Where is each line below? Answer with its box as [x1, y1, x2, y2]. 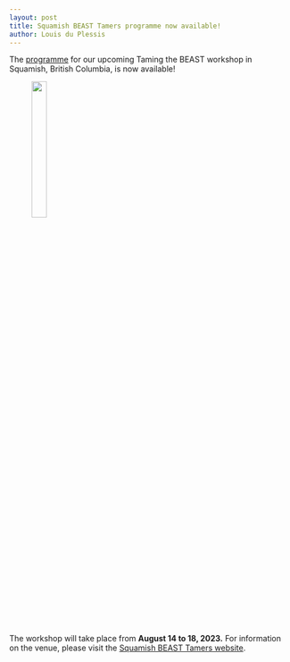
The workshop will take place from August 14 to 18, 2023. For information [9, 633, 282, 644]
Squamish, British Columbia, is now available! [9, 63, 176, 74]
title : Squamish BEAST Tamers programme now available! [9, 21, 221, 30]
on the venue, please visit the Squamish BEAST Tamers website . [9, 642, 246, 653]
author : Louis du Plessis [9, 29, 105, 38]
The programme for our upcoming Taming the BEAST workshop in [9, 54, 253, 65]
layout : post [9, 13, 58, 22]
